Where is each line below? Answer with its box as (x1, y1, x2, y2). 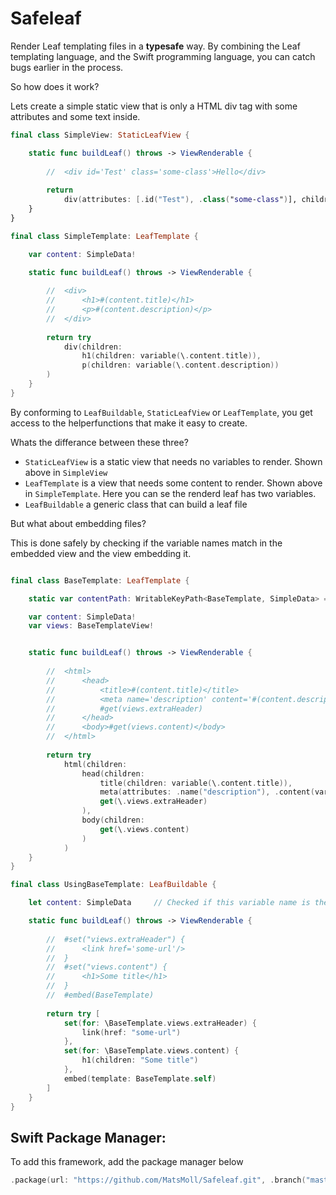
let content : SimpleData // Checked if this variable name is (28, 898, 311, 908)
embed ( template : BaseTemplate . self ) (63, 1073, 217, 1084)
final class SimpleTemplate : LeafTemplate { (10, 231, 199, 241)
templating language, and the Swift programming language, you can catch (10, 50, 316, 62)
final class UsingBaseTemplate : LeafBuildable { (10, 880, 217, 890)
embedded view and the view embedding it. (10, 547, 192, 559)
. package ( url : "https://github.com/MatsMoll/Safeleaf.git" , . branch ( (10, 1175, 307, 1186)
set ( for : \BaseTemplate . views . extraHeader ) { (63, 1018, 257, 1028)
